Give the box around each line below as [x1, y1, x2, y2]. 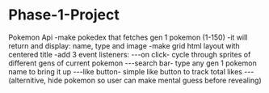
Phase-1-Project [8, 6, 120, 24]
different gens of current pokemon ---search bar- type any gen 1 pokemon [8, 58, 257, 68]
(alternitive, [8, 75, 47, 85]
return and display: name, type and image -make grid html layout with [8, 40, 240, 50]
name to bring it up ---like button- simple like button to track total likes [8, 66, 242, 76]
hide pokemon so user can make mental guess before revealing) [48, 75, 263, 85]
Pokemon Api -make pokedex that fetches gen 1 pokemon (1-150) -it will [8, 32, 248, 42]
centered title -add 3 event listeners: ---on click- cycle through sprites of [8, 49, 251, 59]
